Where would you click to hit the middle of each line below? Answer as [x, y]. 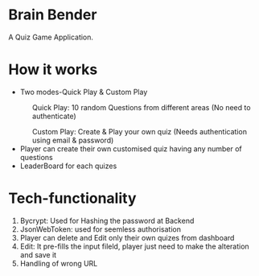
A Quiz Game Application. [51, 37]
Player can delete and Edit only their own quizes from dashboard [127, 237]
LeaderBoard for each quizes [68, 166]
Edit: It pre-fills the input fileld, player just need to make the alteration [134, 246]
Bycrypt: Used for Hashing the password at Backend [107, 220]
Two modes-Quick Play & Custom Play [84, 92]
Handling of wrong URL [59, 263]
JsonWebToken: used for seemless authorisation [101, 229]
